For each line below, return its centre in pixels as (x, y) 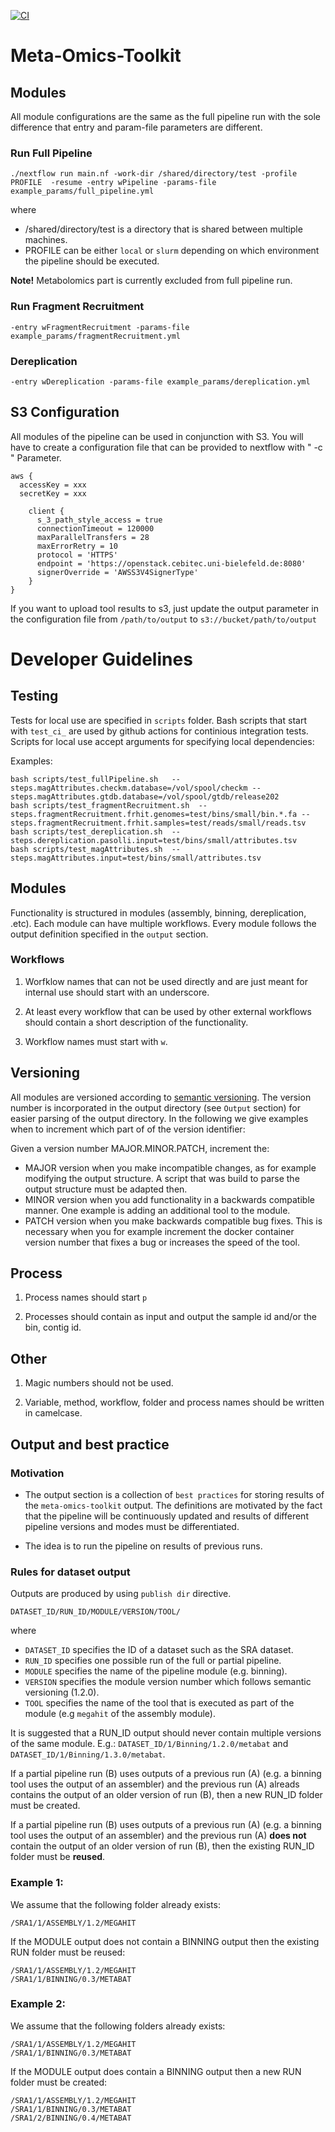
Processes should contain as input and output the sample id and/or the (170, 1317)
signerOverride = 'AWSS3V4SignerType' (117, 572)
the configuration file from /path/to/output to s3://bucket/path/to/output (163, 619)
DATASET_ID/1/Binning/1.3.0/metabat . (88, 1754)
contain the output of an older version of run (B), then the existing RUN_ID (162, 1846)
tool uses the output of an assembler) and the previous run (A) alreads (155, 1784)
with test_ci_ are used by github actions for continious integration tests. (159, 731)
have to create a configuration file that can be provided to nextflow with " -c (166, 447)
